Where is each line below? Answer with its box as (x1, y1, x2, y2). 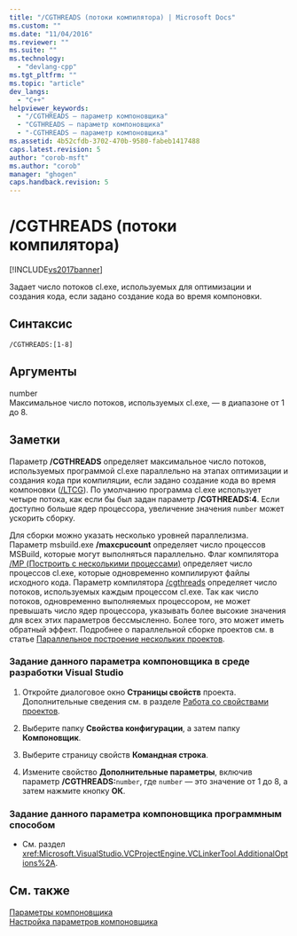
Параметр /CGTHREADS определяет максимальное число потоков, (9, 456, 267, 467)
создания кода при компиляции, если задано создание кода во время (9, 475, 277, 485)
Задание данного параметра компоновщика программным (9, 807, 282, 820)
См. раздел (21, 839, 66, 850)
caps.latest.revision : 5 (9, 145, 101, 153)
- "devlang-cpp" (17, 63, 77, 72)
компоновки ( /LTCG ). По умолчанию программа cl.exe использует (9, 484, 262, 495)
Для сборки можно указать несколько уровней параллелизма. (9, 530, 249, 540)
